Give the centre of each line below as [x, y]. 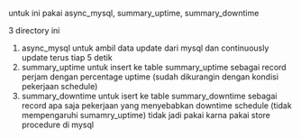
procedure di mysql [58, 125]
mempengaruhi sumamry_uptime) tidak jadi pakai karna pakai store [146, 115]
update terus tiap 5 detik [67, 57]
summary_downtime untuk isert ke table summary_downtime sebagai [149, 96]
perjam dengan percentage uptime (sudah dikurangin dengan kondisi [150, 77]
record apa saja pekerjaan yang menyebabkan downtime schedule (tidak [156, 106]
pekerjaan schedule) [59, 86]
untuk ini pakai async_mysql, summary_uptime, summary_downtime [134, 13]
